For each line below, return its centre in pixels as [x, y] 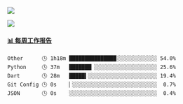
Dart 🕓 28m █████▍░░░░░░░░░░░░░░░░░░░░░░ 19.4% [92, 76]
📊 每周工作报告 [30, 40]
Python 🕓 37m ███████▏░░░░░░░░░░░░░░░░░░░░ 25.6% [92, 67]
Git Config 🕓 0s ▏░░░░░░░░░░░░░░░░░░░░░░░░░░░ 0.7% [92, 85]
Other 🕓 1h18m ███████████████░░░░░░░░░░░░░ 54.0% [92, 59]
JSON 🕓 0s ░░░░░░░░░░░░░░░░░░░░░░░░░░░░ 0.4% [92, 94]
